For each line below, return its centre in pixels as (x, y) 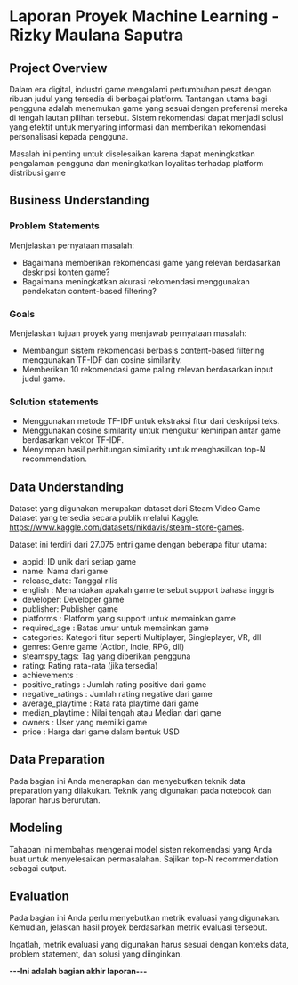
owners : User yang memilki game (85, 723)
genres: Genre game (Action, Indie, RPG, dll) (103, 647)
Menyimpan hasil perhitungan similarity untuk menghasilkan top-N (144, 450)
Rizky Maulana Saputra (97, 35)
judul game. (44, 379)
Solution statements (54, 402)
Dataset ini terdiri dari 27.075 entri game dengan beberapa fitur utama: (138, 545)
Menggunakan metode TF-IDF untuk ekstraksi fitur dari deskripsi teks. (151, 421)
